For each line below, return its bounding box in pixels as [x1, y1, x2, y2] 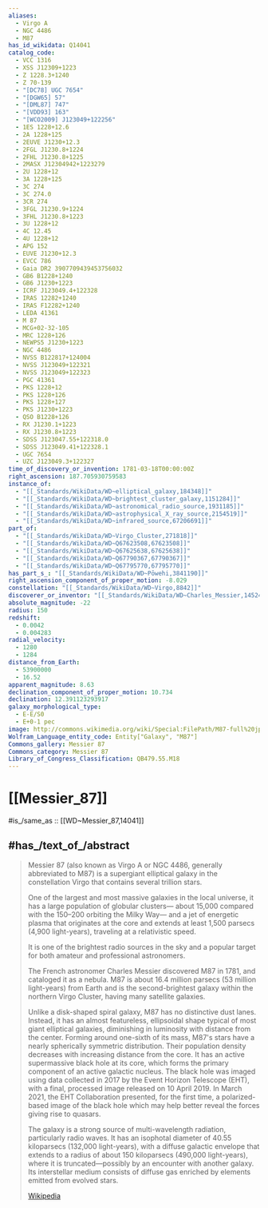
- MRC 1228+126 [15, 331, 66, 340]
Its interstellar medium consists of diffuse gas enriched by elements [27, 1166, 251, 1176]
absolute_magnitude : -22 [8, 599, 91, 607]
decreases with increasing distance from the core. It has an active [27, 1049, 245, 1059]
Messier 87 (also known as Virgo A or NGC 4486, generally [27, 860, 223, 870]
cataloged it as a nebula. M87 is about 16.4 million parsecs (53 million [27, 975, 257, 984]
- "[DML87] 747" [15, 101, 69, 109]
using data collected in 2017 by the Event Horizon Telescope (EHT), [27, 1074, 250, 1084]
